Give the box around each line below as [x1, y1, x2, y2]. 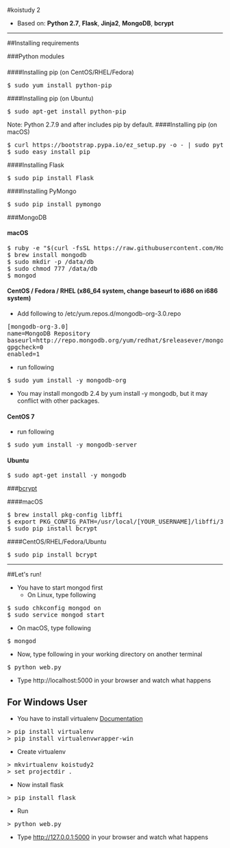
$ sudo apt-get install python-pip [7, 107, 127, 115]
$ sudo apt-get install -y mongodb [7, 471, 127, 480]
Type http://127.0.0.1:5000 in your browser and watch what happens [16, 833, 209, 841]
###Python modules [7, 52, 65, 60]
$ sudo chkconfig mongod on [7, 604, 101, 612]
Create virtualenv [16, 748, 66, 756]
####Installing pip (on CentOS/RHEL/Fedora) [7, 68, 135, 76]
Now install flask [16, 781, 64, 789]
